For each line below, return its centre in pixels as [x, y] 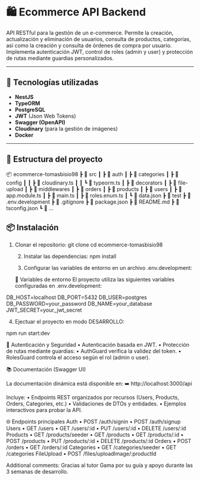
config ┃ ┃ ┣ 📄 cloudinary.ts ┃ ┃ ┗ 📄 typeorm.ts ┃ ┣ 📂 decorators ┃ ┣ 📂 [91, 183]
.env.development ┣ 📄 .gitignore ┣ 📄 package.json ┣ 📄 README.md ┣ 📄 [93, 202]
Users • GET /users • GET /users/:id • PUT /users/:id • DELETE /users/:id [96, 429]
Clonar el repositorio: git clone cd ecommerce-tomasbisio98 [89, 245]
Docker [24, 135]
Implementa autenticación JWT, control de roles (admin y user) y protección [100, 51]
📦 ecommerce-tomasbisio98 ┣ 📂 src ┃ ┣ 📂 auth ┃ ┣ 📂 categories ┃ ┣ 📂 [93, 174]
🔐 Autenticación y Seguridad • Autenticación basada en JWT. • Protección [98, 345]
